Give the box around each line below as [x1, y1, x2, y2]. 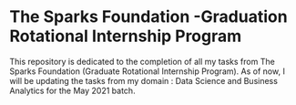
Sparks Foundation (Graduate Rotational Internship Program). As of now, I [9, 66, 285, 77]
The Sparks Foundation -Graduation [9, 6, 289, 27]
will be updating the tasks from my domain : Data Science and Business [9, 75, 278, 86]
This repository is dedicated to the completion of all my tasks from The [9, 56, 275, 67]
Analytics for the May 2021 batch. [9, 85, 136, 96]
